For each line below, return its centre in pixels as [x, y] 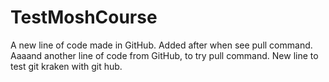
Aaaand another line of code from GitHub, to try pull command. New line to [164, 55]
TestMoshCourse [84, 17]
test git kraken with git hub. [66, 66]
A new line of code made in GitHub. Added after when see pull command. [161, 45]
